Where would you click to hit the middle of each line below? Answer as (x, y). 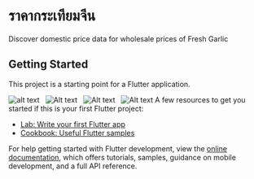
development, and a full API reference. (73, 166)
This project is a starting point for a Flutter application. (99, 84)
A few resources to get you (200, 99)
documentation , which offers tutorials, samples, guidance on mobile (122, 157)
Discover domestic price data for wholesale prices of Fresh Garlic (118, 38)
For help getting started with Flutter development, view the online (118, 148)
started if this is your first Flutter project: (76, 108)
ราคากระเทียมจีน (52, 16)
